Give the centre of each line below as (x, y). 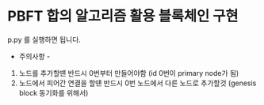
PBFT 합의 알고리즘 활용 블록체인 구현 (123, 16)
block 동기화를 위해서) (54, 92)
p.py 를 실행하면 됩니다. (44, 39)
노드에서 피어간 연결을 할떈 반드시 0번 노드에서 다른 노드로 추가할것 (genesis (138, 83)
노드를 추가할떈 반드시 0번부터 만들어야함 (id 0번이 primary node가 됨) (129, 73)
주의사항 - (34, 56)
